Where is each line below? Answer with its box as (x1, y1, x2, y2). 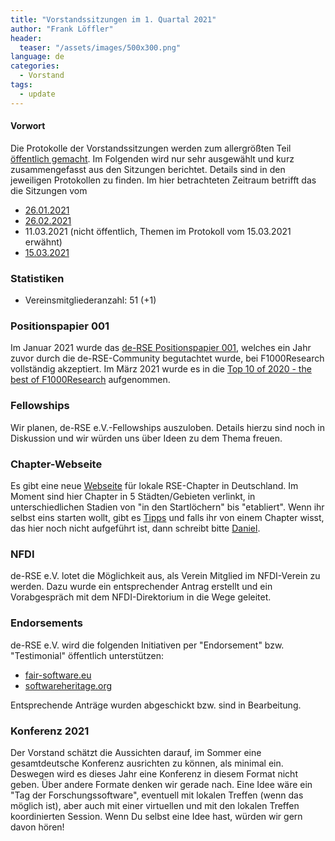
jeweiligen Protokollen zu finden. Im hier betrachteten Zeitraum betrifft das (10, 174, 317, 186)
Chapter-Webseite (10, 457, 103, 471)
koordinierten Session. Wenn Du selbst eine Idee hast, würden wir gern (10, 810, 303, 822)
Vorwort (10, 120, 46, 132)
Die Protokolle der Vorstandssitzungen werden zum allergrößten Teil (10, 142, 292, 154)
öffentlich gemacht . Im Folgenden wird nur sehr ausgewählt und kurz (10, 152, 295, 165)
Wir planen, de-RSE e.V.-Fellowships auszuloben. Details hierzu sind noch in (10, 421, 325, 433)
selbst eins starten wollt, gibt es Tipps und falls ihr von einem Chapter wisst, (10, 512, 325, 524)
